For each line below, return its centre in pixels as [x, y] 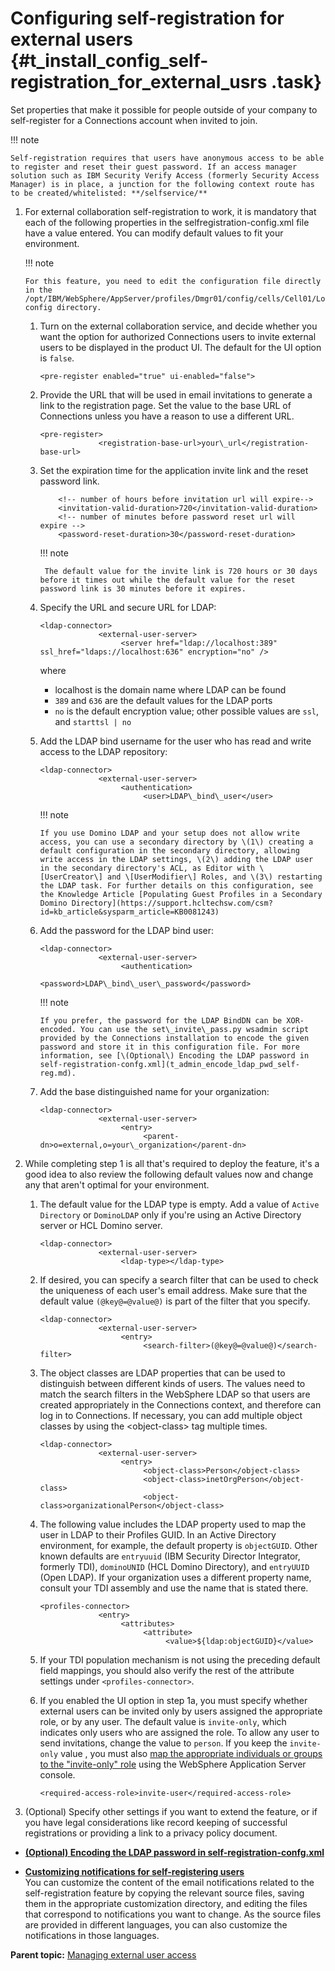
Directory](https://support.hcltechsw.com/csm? [172, 903]
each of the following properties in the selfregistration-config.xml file [167, 222]
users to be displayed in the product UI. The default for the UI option [180, 347]
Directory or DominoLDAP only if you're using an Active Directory [170, 1214]
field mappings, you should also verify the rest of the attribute [167, 1670]
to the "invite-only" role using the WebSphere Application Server [173, 1764]
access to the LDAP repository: [103, 751]
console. [57, 1774]
